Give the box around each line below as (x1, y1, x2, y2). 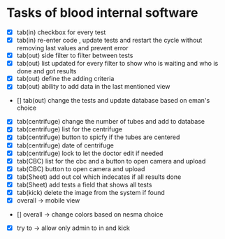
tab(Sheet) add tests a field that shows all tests (16, 180, 152, 189)
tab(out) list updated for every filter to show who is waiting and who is (16, 59, 219, 68)
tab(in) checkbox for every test (16, 28, 106, 36)
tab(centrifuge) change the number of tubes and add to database (16, 117, 205, 126)
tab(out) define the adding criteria (16, 75, 115, 83)
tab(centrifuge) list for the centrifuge (16, 125, 123, 133)
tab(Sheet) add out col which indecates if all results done (16, 173, 182, 181)
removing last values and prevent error (16, 44, 129, 52)
